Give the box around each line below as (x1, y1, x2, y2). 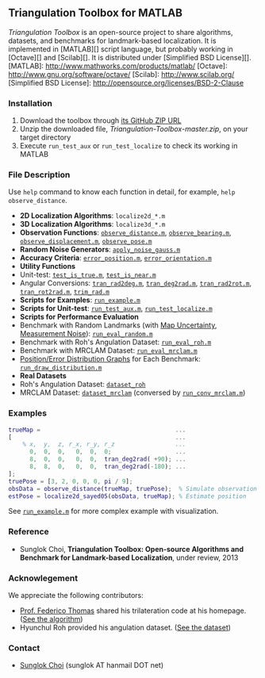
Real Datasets (19, 371, 67, 381)
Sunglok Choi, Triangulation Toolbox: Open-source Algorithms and (19, 544, 244, 554)
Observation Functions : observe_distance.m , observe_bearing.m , (19, 228, 232, 237)
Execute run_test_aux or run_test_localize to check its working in (19, 141, 238, 151)
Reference (8, 527, 49, 538)
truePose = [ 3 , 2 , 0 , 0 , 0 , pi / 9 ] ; (8, 477, 133, 485)
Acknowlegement (8, 573, 78, 584)
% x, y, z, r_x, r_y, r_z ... (22, 440, 186, 449)
